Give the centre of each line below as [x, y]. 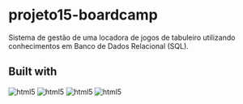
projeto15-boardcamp [83, 15]
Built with [33, 72]
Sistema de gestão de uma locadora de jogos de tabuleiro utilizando [122, 37]
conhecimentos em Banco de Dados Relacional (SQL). [98, 45]
